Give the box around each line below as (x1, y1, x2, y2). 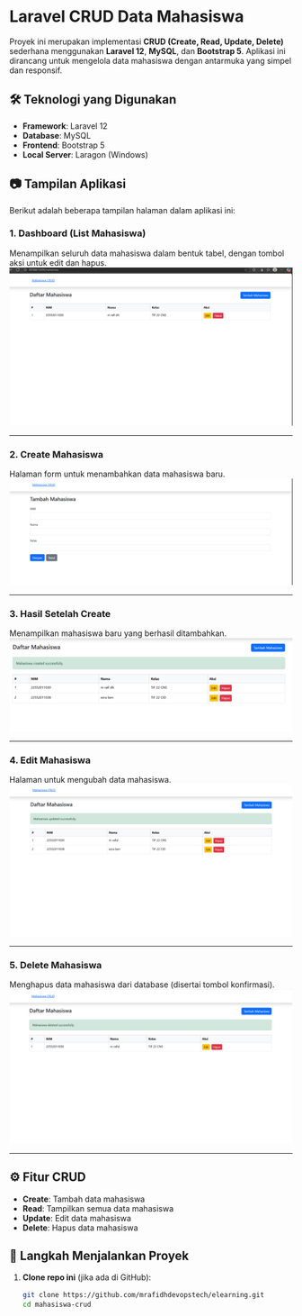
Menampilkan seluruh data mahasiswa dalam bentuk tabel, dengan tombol (9, 248, 285, 259)
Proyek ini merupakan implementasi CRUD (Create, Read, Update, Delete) (9, 36, 285, 47)
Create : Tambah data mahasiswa (22, 1193, 146, 1204)
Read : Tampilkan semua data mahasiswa (22, 1203, 173, 1213)
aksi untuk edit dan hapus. (9, 257, 107, 268)
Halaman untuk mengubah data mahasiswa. (9, 775, 172, 785)
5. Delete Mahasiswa (9, 958, 102, 971)
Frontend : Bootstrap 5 (22, 140, 105, 150)
